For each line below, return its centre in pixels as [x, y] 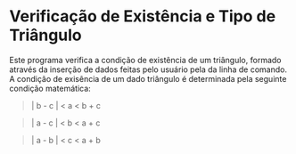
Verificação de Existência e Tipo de [143, 16]
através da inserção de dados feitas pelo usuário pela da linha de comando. [148, 69]
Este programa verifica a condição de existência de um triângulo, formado [145, 60]
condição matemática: [50, 88]
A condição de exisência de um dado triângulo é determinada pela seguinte [148, 78]
